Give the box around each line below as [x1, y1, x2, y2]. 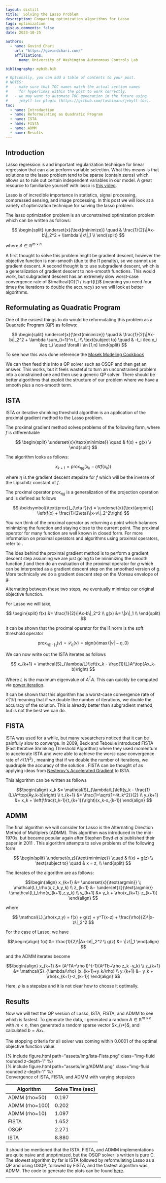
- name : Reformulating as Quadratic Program [10, 112, 103, 117]
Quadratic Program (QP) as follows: [5, 322, 78, 328]
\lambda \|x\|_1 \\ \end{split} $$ [62, 232, 125, 238]
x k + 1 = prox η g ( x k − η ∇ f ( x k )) [55, 463, 112, 470]
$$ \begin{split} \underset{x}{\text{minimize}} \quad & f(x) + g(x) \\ [15, 439, 152, 445]
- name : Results [10, 130, 43, 135]
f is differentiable [5, 429, 40, 435]
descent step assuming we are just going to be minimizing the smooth [5, 556, 148, 562]
